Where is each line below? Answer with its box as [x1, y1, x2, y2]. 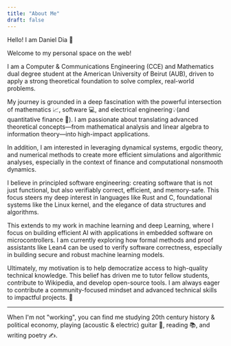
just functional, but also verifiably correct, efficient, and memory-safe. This [7, 185, 219, 194]
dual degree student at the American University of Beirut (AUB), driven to [7, 70, 214, 78]
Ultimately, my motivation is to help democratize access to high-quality [7, 263, 208, 272]
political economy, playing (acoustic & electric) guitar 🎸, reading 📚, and [7, 320, 210, 329]
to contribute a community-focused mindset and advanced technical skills [7, 285, 217, 294]
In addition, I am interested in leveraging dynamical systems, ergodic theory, [7, 143, 223, 152]
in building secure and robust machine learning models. [7, 250, 165, 258]
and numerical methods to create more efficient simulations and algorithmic [7, 150, 222, 159]
